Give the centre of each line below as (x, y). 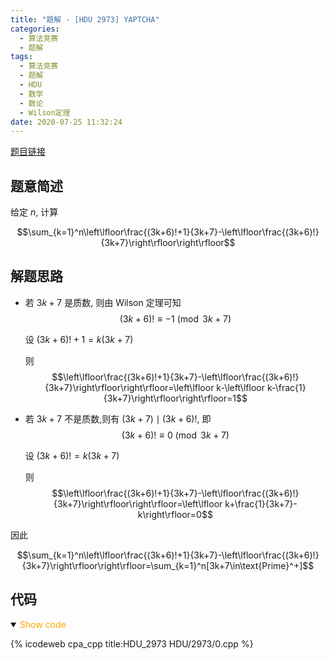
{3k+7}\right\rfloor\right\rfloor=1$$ (175, 398)
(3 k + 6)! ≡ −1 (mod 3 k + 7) (175, 318)
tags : (21, 57)
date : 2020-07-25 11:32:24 (66, 122)
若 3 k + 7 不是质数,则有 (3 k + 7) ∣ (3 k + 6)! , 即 (118, 418)
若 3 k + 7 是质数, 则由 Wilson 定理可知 (103, 302)
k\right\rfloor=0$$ (175, 514)
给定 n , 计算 (34, 212)
